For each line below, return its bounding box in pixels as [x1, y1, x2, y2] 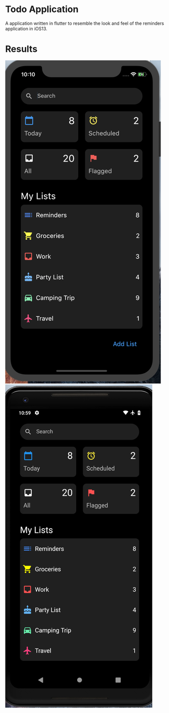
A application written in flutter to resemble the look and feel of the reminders [5, 20, 164, 26]
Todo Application [5, 4, 79, 15]
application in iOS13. [5, 25, 48, 31]
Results [5, 43, 38, 55]
